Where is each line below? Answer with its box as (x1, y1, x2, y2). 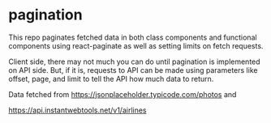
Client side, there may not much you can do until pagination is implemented (8, 57, 261, 66)
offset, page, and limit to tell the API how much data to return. (8, 74, 214, 83)
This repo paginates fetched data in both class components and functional (8, 32, 257, 42)
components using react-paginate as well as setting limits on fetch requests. (8, 40, 264, 50)
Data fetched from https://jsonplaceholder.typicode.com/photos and (8, 89, 237, 99)
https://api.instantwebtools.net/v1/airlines (8, 105, 147, 115)
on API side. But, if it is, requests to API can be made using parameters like (8, 65, 258, 74)
